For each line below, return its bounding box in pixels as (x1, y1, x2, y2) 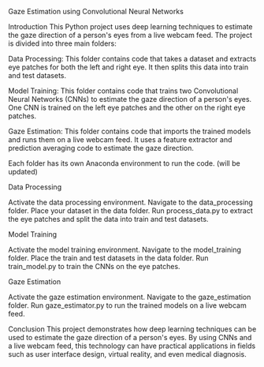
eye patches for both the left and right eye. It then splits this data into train (8, 62, 249, 72)
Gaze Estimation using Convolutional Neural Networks (8, 7, 184, 16)
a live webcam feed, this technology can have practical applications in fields (8, 341, 256, 350)
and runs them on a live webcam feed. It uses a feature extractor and (8, 135, 232, 144)
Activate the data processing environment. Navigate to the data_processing (8, 197, 254, 207)
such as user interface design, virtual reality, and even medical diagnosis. (8, 350, 247, 358)
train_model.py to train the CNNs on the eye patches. (8, 262, 180, 271)
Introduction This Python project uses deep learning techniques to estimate (8, 22, 254, 31)
